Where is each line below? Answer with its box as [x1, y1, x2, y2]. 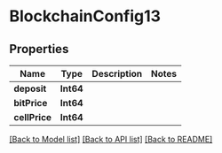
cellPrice [13, 111, 52, 123]
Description [91, 68, 143, 80]
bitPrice [13, 97, 48, 109]
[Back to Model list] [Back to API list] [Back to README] [9, 134, 213, 144]
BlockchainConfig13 [9, 6, 162, 27]
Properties [9, 42, 69, 57]
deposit [13, 82, 47, 95]
